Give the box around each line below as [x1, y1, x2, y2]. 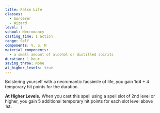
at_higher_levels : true [5, 66, 53, 71]
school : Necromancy [5, 29, 45, 34]
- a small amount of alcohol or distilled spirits [9, 52, 114, 57]
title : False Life [5, 7, 42, 12]
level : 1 [5, 25, 23, 30]
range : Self [5, 39, 29, 43]
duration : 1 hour [5, 56, 40, 61]
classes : [5, 12, 23, 16]
